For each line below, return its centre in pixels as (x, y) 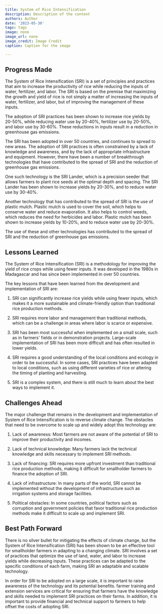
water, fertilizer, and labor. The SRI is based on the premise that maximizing (81, 92)
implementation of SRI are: (32, 289)
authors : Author (21, 18)
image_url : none (21, 37)
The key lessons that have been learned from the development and (72, 284)
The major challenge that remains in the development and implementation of (81, 415)
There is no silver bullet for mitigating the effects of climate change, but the (81, 540)
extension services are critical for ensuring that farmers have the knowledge (81, 591)
